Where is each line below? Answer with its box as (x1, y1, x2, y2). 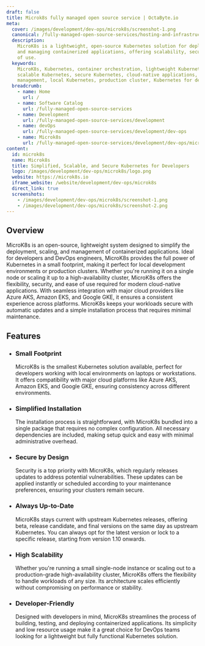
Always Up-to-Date (15, 501, 74, 510)
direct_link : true (12, 186, 59, 192)
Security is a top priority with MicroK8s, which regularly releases (15, 467, 178, 475)
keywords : (12, 60, 37, 66)
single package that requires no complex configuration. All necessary (15, 425, 190, 432)
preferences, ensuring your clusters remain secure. (15, 486, 145, 494)
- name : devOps (17, 123, 56, 129)
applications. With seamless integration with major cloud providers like (6, 287, 184, 295)
